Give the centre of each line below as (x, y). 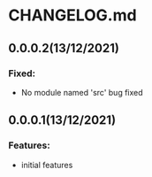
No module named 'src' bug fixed (82, 92)
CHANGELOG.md (73, 15)
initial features (47, 165)
